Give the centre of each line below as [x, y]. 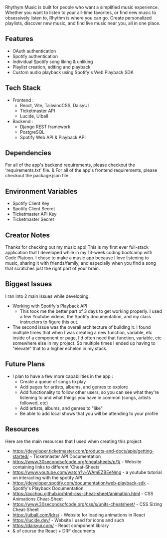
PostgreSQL [32, 132]
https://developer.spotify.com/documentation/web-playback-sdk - [81, 483]
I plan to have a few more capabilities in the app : [63, 376]
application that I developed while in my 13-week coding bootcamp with [79, 253]
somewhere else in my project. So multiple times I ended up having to [84, 343]
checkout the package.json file [37, 176]
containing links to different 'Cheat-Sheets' [57, 467]
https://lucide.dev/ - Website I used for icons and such [68, 520]
